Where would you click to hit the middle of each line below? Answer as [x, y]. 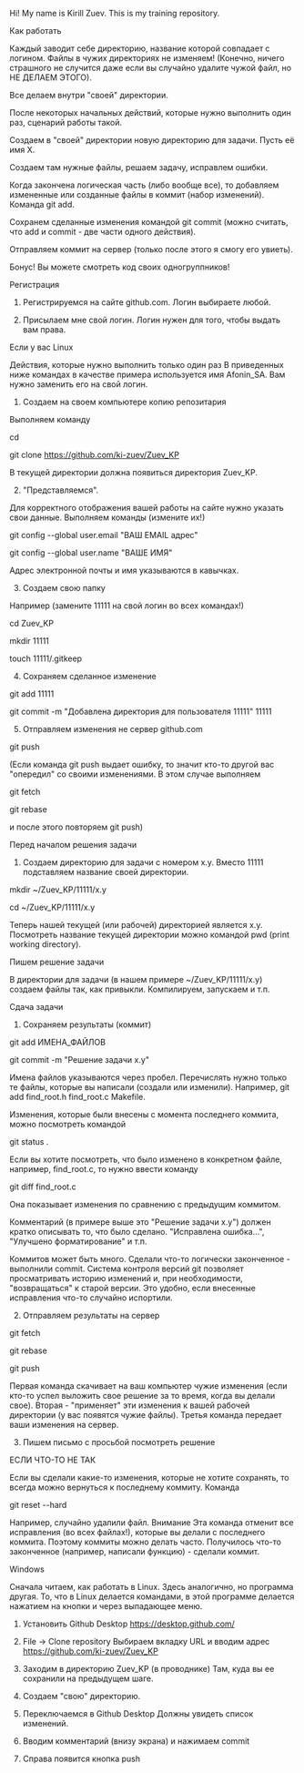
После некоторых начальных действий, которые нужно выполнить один [150, 112]
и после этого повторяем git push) [76, 827]
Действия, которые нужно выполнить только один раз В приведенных [147, 365]
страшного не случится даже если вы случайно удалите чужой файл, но [151, 68]
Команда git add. [42, 204]
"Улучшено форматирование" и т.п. [78, 1241]
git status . [29, 1141]
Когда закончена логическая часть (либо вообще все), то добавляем [144, 185]
